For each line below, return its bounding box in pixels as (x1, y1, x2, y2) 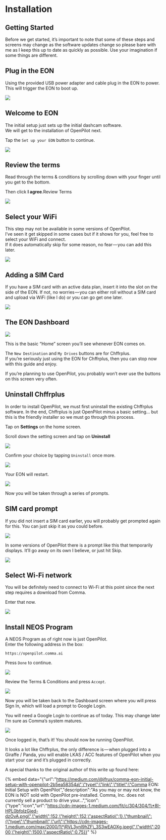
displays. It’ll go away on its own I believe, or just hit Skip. (5, 547, 122, 553)
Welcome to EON (5, 109, 58, 117)
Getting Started (5, 23, 54, 32)
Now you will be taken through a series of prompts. (5, 490, 110, 496)
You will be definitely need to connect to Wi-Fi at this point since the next (5, 584, 155, 590)
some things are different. (5, 52, 58, 58)
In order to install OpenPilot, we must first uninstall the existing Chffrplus (5, 403, 153, 409)
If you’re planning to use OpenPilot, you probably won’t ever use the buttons (5, 371, 161, 376)
